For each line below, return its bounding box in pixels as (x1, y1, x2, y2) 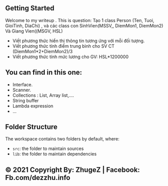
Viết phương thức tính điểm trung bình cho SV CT (12, 43, 115, 49)
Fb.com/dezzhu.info (5, 173, 71, 182)
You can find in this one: (5, 68, 82, 77)
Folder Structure (5, 123, 58, 131)
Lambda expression (12, 103, 54, 109)
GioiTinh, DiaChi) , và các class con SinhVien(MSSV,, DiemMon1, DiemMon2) (5, 23, 163, 29)
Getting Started (5, 4, 55, 13)
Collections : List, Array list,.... (12, 92, 74, 98)
